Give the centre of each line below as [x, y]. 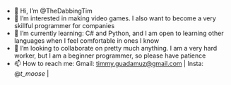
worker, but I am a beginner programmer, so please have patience [110, 55]
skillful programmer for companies [64, 26]
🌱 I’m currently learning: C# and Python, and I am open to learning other [119, 33]
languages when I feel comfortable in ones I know [87, 41]
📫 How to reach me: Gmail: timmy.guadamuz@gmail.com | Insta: [108, 64]
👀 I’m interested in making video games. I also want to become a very [115, 18]
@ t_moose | [31, 73]
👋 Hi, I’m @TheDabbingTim [53, 11]
